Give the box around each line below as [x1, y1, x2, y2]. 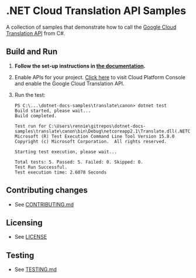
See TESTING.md [14, 266, 57, 273]
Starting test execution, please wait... [14, 148, 117, 155]
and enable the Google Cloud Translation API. [14, 80, 125, 87]
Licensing [6, 218, 43, 228]
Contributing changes [6, 185, 88, 195]
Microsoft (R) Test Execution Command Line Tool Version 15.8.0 [14, 133, 175, 139]
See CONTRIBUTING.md [14, 201, 74, 208]
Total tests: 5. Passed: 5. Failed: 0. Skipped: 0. [14, 159, 143, 165]
